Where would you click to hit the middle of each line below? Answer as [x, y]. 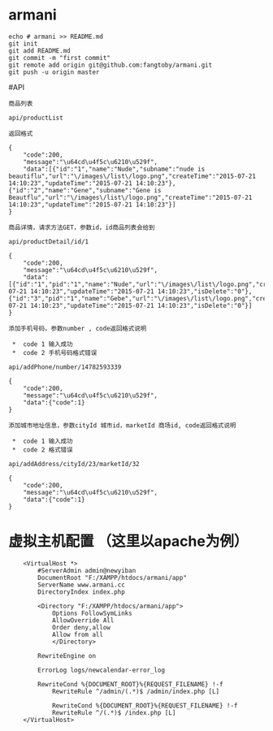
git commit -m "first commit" [60, 58]
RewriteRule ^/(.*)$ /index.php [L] [114, 712]
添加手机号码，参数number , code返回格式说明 [78, 328]
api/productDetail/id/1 [49, 241]
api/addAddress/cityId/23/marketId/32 [74, 464]
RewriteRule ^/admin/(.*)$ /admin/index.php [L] [136, 691]
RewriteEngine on [67, 655]
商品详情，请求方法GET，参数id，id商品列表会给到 [82, 227]
